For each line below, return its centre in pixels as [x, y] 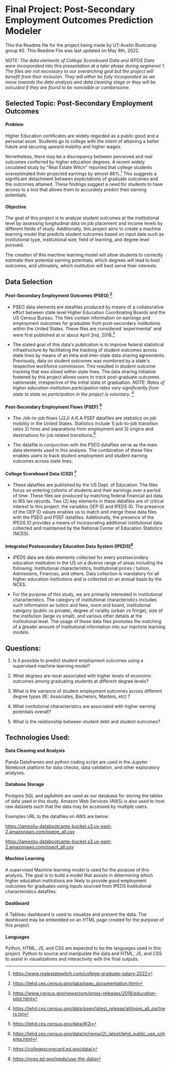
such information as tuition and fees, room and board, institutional [82, 605]
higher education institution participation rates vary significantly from [86, 388]
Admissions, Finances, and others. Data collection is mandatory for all [86, 574]
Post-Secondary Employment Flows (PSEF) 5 [53, 406]
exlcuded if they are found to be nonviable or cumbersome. [68, 87]
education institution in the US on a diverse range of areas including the [88, 563]
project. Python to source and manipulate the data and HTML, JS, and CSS [83, 953]
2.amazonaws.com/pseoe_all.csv [40, 831]
